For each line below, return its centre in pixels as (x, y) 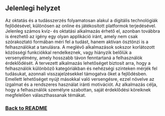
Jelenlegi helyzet (33, 8)
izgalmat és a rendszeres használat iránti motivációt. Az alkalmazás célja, (81, 84)
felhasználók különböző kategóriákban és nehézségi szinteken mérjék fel (81, 68)
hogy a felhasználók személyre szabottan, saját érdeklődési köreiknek (78, 89)
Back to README (26, 108)
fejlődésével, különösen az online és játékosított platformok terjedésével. (81, 26)
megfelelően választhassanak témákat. (46, 95)
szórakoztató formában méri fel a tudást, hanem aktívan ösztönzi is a (77, 42)
